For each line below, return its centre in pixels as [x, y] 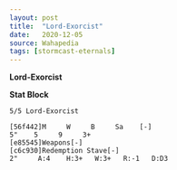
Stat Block [29, 95]
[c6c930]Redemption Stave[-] [64, 151]
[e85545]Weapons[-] [46, 143]
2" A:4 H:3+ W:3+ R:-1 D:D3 [89, 159]
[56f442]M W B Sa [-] [81, 127]
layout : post [34, 18]
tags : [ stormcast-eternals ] [63, 52]
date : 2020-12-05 [46, 34]
